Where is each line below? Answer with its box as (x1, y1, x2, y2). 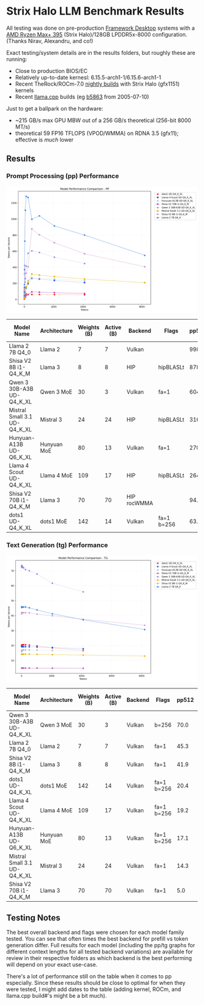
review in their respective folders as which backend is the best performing (6, 955, 192, 962)
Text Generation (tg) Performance (6, 541, 108, 549)
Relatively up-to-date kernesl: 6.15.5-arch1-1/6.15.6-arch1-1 (15, 74, 161, 81)
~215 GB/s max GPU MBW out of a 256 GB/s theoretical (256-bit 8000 (15, 117, 191, 124)
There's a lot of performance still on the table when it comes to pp (6, 973, 172, 980)
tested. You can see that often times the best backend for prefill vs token (6, 935, 188, 942)
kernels (15, 86, 35, 94)
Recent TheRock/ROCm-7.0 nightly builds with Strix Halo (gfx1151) (15, 80, 180, 87)
